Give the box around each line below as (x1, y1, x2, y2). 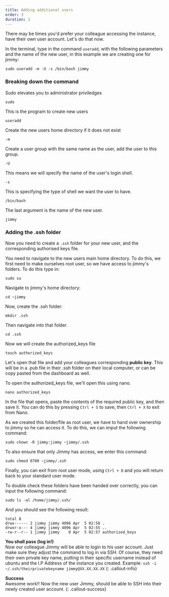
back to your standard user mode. (5, 472, 76, 479)
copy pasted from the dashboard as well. (5, 370, 91, 376)
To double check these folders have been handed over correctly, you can (5, 482, 158, 489)
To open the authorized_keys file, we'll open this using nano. (5, 380, 131, 386)
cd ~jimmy (5, 294, 26, 299)
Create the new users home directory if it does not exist (5, 127, 121, 133)
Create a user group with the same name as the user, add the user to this (5, 145, 157, 152)
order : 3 (5, 12, 24, 17)
